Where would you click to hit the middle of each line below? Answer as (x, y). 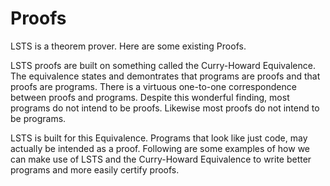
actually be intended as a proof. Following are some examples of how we (160, 148)
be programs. (38, 118)
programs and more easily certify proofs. (95, 169)
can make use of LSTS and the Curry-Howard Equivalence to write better (161, 159)
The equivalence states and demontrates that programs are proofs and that (165, 76)
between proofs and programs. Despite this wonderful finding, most (150, 97)
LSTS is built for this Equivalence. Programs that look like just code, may (159, 138)
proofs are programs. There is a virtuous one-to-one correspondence (153, 86)
